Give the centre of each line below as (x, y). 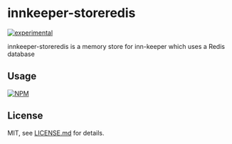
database (21, 54)
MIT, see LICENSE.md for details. (56, 133)
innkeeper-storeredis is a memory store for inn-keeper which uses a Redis (116, 46)
